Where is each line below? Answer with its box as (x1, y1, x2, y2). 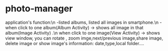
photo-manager (5, 3, 73, 14)
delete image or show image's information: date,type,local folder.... (5, 40, 144, 46)
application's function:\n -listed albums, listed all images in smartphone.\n (5, 19, 159, 25)
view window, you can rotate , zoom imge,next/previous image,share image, (5, 35, 163, 41)
